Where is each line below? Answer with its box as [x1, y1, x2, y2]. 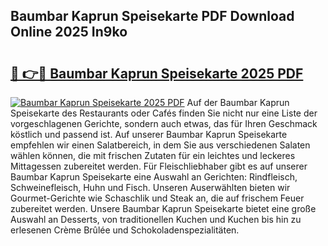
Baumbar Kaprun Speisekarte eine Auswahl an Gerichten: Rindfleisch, [10, 171, 298, 183]
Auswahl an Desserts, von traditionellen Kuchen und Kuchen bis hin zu [10, 214, 302, 225]
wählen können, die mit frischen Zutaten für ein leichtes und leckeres [10, 150, 296, 161]
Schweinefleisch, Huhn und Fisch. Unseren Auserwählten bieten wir [10, 182, 291, 193]
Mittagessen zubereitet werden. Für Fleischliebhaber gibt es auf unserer [10, 160, 308, 172]
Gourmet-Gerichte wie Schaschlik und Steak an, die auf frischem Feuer [10, 192, 305, 204]
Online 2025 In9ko [10, 24, 128, 41]
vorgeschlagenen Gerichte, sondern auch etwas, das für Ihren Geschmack [10, 118, 318, 129]
